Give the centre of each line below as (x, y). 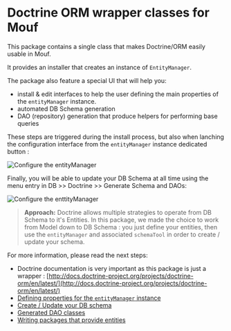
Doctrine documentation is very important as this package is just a (111, 268)
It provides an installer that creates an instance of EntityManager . (100, 67)
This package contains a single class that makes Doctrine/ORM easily (107, 46)
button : (18, 151)
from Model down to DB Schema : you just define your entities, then (121, 227)
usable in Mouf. (29, 54)
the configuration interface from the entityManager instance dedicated (107, 144)
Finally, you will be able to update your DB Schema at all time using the (108, 178)
